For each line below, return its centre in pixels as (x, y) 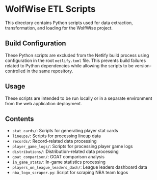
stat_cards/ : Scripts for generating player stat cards (65, 131)
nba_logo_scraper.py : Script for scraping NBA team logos (70, 173)
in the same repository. (50, 71)
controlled (15, 71)
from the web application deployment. (44, 103)
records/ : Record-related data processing (54, 141)
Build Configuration (36, 44)
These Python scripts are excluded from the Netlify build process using (77, 55)
